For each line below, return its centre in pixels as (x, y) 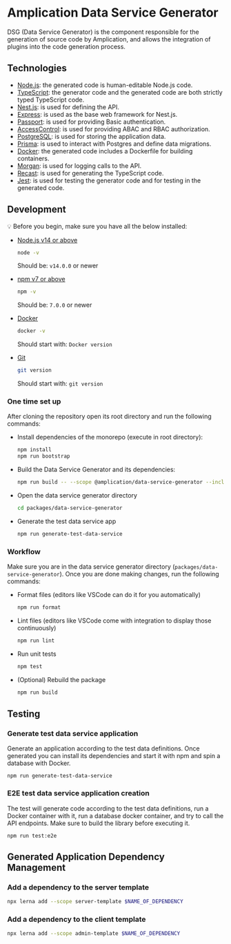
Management (37, 868)
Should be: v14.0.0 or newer (58, 266)
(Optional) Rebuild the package (61, 679)
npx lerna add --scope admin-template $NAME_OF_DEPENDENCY (94, 934)
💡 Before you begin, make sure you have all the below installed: (97, 226)
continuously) (37, 627)
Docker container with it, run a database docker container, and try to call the (115, 815)
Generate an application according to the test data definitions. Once (103, 748)
